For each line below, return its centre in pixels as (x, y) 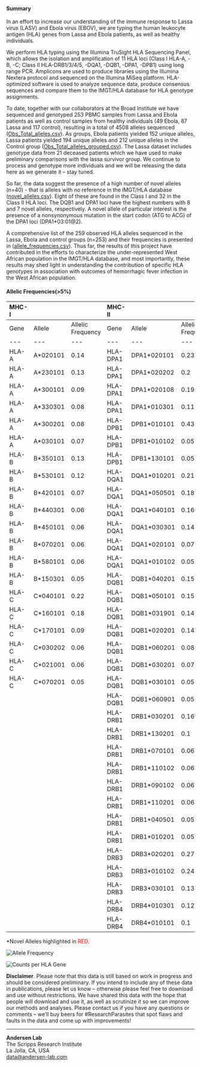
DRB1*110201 (153, 803)
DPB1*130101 (153, 459)
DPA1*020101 (153, 355)
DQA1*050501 (153, 493)
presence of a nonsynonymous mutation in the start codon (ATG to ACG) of (99, 215)
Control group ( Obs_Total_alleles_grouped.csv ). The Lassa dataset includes (99, 147)
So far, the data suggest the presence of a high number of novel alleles (94, 184)
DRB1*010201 (153, 837)
